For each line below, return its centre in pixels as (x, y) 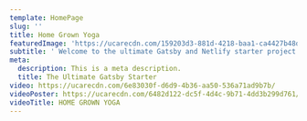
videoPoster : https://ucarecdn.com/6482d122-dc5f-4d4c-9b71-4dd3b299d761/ (155, 94)
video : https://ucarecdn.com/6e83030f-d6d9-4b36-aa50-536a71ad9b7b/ (143, 86)
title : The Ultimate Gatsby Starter (87, 77)
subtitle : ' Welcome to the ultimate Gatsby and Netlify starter (136, 52)
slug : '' (26, 26)
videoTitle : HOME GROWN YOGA (65, 102)
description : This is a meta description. (100, 69)
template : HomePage (47, 18)
